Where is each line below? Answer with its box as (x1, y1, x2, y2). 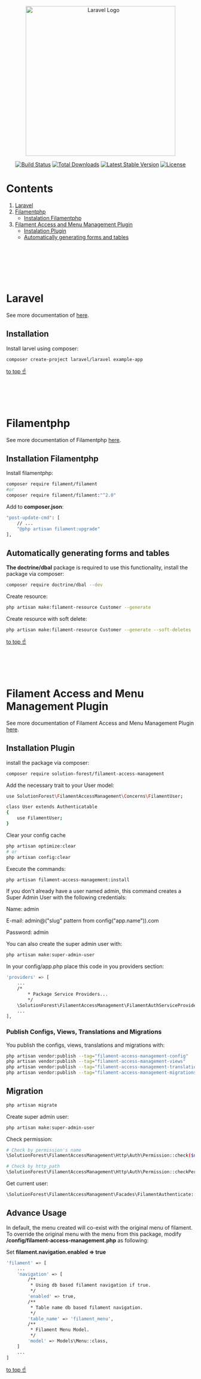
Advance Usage (6, 1208, 67, 1218)
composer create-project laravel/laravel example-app (6, 356, 144, 362)
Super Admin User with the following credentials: (6, 894, 127, 901)
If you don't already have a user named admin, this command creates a (6, 888, 181, 895)
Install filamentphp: (6, 470, 54, 477)
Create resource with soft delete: (6, 615, 87, 622)
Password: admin (6, 929, 49, 936)
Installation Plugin (6, 743, 75, 753)
